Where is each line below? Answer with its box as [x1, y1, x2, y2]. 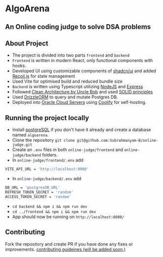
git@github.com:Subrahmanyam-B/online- [77, 138, 159, 143]
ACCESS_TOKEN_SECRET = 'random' [5, 194, 71, 199]
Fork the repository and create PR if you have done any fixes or [5, 241, 133, 247]
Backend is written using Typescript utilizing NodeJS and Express [12, 84, 143, 90]
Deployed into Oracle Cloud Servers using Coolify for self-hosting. [12, 99, 147, 105]
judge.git [12, 142, 33, 148]
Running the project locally [5, 114, 89, 122]
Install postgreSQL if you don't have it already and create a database [12, 127, 151, 133]
